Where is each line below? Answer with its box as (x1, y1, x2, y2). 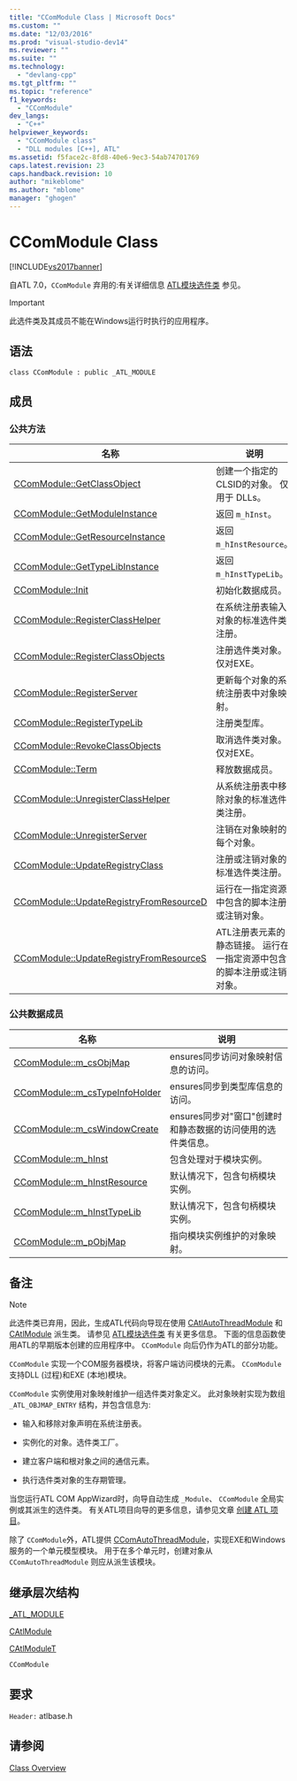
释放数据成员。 (216, 764, 278, 776)
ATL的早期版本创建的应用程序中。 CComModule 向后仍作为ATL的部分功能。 (16, 1340, 283, 1350)
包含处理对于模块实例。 (169, 1153, 268, 1165)
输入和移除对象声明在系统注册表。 (21, 1418, 147, 1429)
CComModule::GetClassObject (13, 478, 141, 490)
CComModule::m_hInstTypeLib (13, 1205, 141, 1217)
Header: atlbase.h (9, 1711, 73, 1722)
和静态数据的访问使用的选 (169, 1123, 277, 1135)
